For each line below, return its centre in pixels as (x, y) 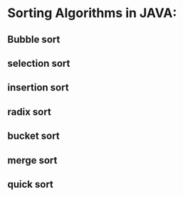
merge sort (32, 160)
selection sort (39, 63)
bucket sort (33, 136)
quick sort (30, 184)
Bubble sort (34, 39)
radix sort (29, 112)
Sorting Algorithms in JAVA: (92, 13)
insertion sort (38, 88)
